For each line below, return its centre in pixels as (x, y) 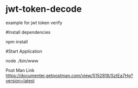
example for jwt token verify (34, 23)
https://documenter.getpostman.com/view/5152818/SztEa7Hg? (69, 75)
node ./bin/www (22, 60)
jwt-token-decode (44, 9)
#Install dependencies (28, 32)
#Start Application (24, 51)
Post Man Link (20, 70)
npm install (17, 42)
